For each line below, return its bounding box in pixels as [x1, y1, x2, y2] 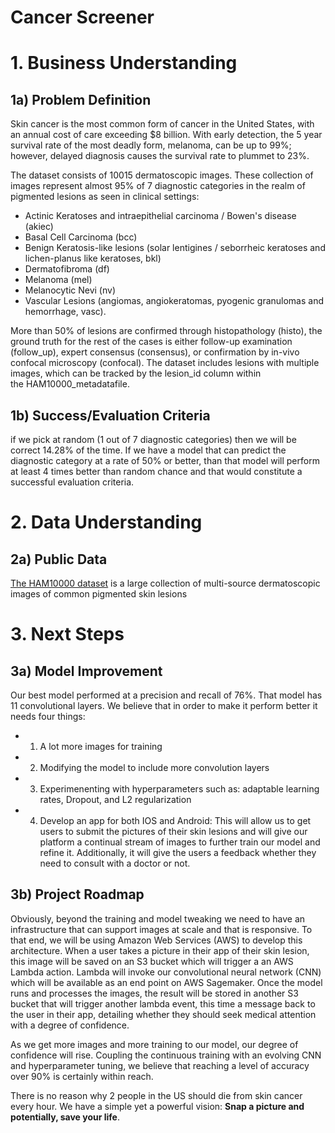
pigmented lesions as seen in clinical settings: [10, 191, 200, 203]
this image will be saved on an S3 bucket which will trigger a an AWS [10, 955, 294, 967]
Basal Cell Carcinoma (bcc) [24, 231, 138, 243]
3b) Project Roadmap [10, 886, 145, 903]
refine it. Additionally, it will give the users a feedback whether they [39, 847, 317, 858]
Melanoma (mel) [24, 274, 93, 286]
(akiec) [24, 221, 54, 233]
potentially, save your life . [10, 1111, 120, 1123]
